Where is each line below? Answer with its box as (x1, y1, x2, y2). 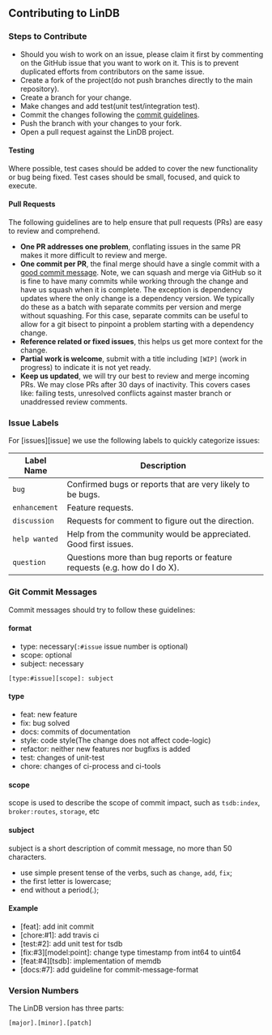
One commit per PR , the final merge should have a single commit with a (19, 259, 261, 269)
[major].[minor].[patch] (8, 1019, 92, 1027)
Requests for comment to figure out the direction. (66, 515, 254, 527)
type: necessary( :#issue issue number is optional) (19, 641, 189, 651)
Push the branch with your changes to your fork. (19, 118, 182, 128)
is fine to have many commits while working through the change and (19, 276, 249, 287)
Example (8, 903, 39, 913)
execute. (8, 180, 38, 190)
